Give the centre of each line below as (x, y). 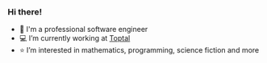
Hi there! (25, 12)
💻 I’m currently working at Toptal (75, 38)
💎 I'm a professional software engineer (83, 30)
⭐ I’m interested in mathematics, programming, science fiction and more (139, 50)
